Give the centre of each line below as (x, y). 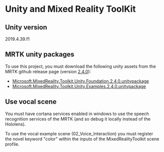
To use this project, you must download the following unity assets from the (81, 66)
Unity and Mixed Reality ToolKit (70, 9)
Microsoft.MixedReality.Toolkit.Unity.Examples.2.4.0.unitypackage (79, 86)
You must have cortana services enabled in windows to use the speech (77, 114)
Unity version (26, 27)
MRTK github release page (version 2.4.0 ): (48, 71)
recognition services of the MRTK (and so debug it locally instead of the (78, 119)
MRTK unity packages (40, 54)
